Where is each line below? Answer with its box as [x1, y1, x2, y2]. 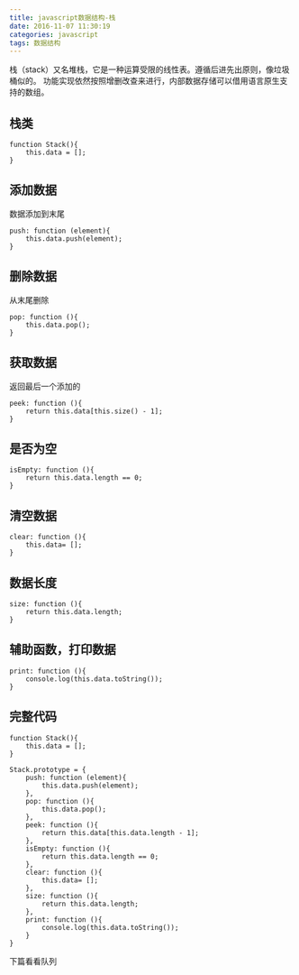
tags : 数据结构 [9, 38, 61, 48]
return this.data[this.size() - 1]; [25, 407, 164, 416]
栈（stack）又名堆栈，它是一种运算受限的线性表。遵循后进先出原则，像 [9, 64, 275, 75]
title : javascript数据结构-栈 [9, 13, 116, 23]
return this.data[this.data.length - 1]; [41, 828, 200, 837]
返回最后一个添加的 [9, 381, 81, 391]
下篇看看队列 [9, 955, 57, 966]
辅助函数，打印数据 [9, 642, 116, 658]
